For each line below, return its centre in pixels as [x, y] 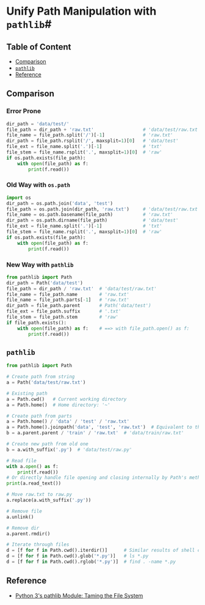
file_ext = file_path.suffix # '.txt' [64, 311]
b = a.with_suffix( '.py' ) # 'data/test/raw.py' [69, 450]
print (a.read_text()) [34, 484]
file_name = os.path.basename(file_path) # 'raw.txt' [90, 215]
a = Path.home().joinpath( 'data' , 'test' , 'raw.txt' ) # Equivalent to [99, 427]
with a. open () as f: [33, 466]
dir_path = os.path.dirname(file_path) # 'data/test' [92, 221]
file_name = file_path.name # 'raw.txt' [68, 294]
